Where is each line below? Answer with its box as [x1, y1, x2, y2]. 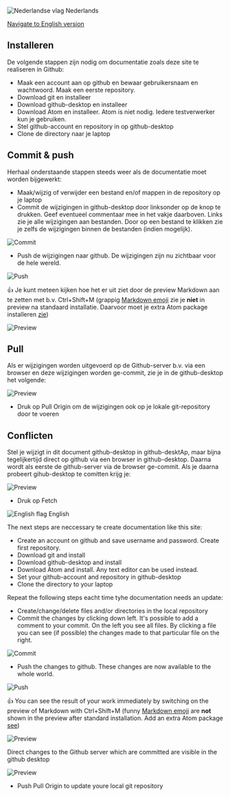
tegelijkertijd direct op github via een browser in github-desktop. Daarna [7, 455, 211, 463]
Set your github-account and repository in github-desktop [16, 573, 182, 581]
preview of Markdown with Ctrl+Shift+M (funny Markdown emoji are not [7, 707, 211, 715]
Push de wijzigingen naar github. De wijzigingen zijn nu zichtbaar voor [16, 251, 216, 259]
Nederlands [65, 7, 99, 14]
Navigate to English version [7, 20, 84, 27]
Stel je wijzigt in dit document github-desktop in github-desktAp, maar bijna [7, 448, 221, 457]
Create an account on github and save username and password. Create [16, 536, 220, 545]
